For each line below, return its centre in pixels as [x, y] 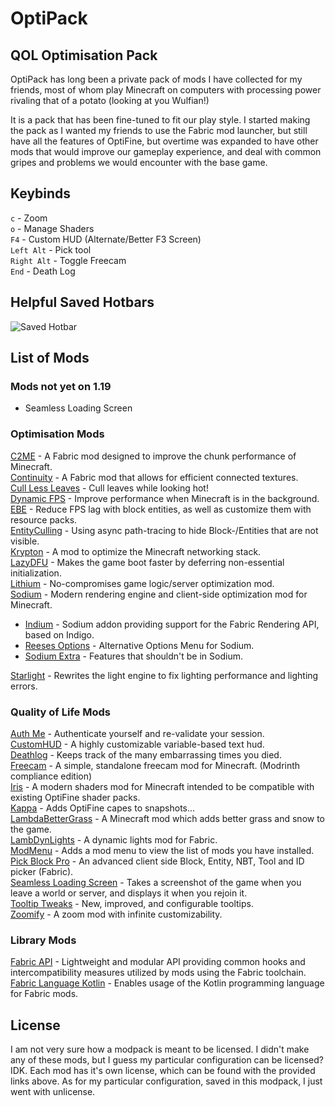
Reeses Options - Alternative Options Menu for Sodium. [139, 645]
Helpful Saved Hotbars [82, 302]
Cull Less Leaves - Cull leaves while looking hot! [109, 488]
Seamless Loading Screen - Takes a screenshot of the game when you [156, 882]
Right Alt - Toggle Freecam [68, 260]
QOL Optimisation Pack [84, 55]
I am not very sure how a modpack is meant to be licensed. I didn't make [160, 1049]
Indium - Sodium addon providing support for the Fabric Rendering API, [172, 624]
